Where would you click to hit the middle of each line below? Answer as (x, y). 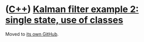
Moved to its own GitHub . (32, 34)
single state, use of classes (64, 20)
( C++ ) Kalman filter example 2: (72, 9)
